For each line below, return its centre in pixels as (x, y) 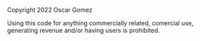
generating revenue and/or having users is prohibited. (83, 30)
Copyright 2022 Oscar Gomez (50, 10)
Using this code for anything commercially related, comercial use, (100, 23)
